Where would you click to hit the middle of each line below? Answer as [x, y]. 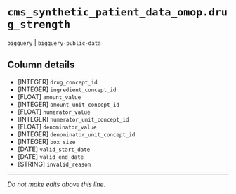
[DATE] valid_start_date [54, 149]
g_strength [39, 25]
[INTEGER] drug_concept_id [57, 82]
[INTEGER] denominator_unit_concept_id [76, 134]
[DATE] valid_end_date [51, 156]
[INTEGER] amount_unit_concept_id [68, 104]
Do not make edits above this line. [57, 184]
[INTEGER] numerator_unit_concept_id [73, 119]
